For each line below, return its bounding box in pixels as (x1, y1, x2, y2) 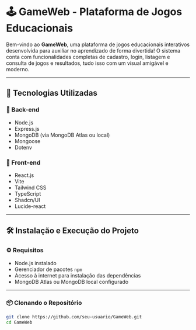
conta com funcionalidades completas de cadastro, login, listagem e (6, 53, 170, 60)
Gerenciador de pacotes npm (14, 266, 83, 273)
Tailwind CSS (14, 184, 47, 191)
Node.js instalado (14, 259, 57, 266)
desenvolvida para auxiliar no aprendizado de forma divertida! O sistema (6, 47, 181, 54)
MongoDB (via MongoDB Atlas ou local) (14, 131, 110, 138)
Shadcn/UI (14, 196, 40, 203)
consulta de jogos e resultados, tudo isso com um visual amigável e (6, 60, 169, 67)
